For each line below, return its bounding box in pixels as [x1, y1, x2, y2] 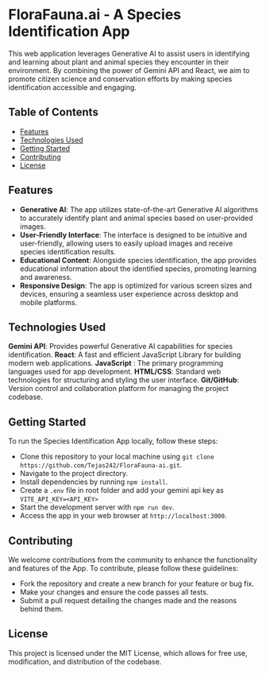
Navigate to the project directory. [19, 469, 129, 478]
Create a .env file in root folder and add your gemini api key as [19, 486, 224, 495]
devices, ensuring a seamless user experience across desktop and [19, 289, 239, 299]
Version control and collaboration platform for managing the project [8, 384, 229, 393]
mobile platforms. [19, 297, 78, 307]
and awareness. [19, 272, 73, 281]
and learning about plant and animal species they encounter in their [8, 57, 229, 67]
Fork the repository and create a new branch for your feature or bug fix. [19, 579, 254, 588]
